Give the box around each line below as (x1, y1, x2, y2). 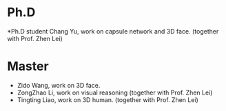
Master (7, 59, 50, 74)
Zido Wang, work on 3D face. (17, 81, 101, 89)
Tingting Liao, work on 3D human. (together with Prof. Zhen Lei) (17, 95, 198, 103)
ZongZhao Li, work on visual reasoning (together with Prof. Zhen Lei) (17, 88, 213, 97)
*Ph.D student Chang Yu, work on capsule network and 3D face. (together (7, 27, 219, 35)
